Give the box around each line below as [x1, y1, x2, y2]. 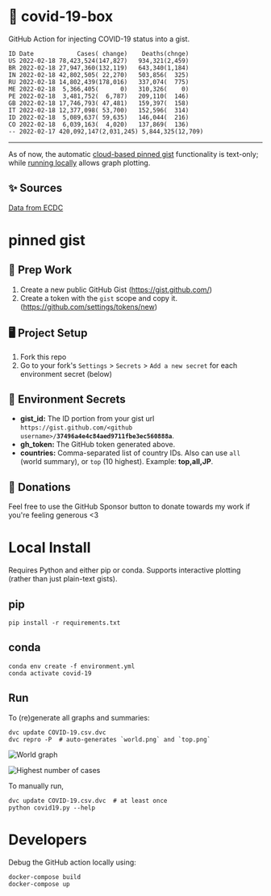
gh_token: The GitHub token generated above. [19, 440, 176, 450]
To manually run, [8, 780, 65, 791]
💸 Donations [8, 480, 71, 494]
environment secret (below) [19, 369, 113, 378]
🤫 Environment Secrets [8, 392, 127, 406]
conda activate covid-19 [8, 669, 92, 678]
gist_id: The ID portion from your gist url [19, 414, 155, 424]
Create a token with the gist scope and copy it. [19, 293, 177, 302]
